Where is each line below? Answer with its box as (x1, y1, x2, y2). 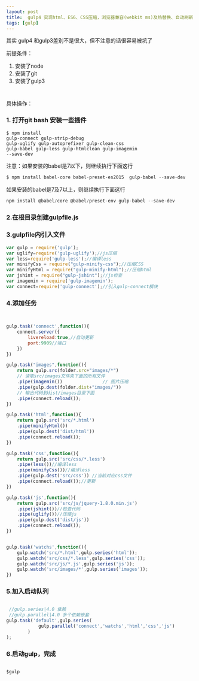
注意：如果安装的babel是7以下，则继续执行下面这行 (6, 162, 133, 170)
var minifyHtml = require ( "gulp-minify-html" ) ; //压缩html (6, 267, 152, 273)
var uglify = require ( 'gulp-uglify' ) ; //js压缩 (6, 250, 117, 256)
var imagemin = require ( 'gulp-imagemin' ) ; (6, 278, 114, 284)
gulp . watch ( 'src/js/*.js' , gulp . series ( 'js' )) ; (17, 561, 135, 567)
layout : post (6, 8, 39, 15)
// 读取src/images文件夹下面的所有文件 (17, 373, 106, 379)
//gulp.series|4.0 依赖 (8, 606, 66, 613)
